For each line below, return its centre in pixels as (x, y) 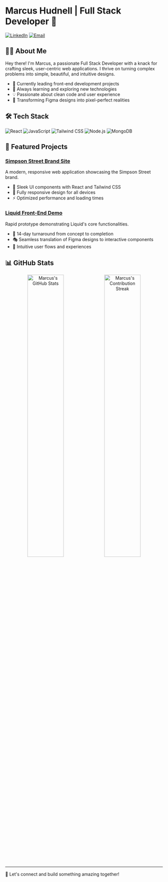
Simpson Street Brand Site (38, 161)
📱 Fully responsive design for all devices (54, 192)
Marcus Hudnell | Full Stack (63, 11)
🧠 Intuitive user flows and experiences (52, 247)
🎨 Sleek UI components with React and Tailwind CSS (66, 187)
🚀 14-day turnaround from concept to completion (63, 234)
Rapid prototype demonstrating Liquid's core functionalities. (67, 224)
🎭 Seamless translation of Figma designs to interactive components (83, 239)
